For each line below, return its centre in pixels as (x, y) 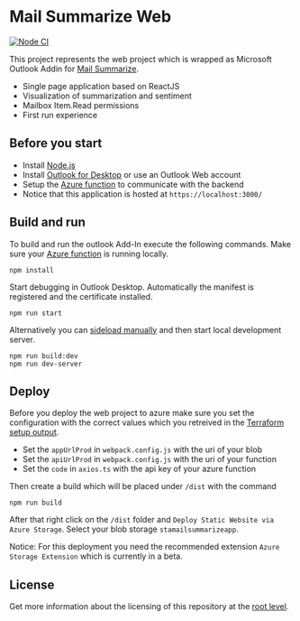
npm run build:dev (44, 356)
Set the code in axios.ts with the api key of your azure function (139, 469)
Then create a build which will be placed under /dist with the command (143, 487)
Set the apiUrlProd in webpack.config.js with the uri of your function (150, 459)
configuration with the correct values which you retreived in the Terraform (147, 422)
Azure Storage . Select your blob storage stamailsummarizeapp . (124, 529)
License (32, 584)
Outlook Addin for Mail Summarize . (74, 69)
